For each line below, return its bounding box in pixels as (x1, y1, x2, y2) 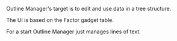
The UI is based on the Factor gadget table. (6, 17, 114, 23)
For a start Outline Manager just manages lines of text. (6, 28, 141, 35)
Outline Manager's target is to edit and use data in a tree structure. (6, 5, 172, 12)
